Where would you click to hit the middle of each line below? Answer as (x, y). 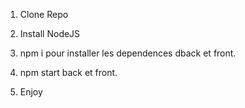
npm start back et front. (68, 72)
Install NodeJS (50, 33)
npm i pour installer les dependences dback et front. (128, 53)
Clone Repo (44, 14)
